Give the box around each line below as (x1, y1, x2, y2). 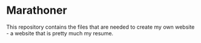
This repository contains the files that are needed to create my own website (6, 23, 195, 30)
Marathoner (6, 4, 68, 17)
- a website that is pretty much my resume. (6, 29, 114, 36)
